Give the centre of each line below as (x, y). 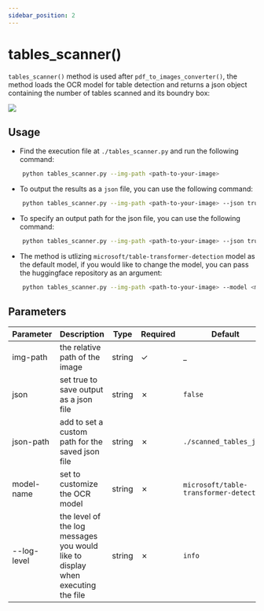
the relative (80, 347)
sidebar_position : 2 (42, 15)
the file (72, 594)
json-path (31, 441)
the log (72, 526)
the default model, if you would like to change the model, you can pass (134, 265)
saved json (79, 451)
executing (78, 585)
